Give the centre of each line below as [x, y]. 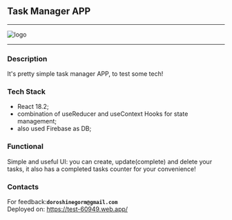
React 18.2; [33, 107]
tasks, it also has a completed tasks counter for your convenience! [102, 169]
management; [37, 121]
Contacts [23, 187]
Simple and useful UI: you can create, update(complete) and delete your [110, 161]
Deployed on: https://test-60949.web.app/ [68, 209]
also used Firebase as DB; [54, 129]
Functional [25, 146]
